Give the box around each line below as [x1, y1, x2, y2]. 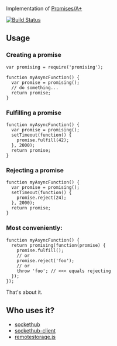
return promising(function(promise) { [11, 242, 106, 248]
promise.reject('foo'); [16, 257, 75, 263]
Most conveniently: [6, 224, 63, 232]
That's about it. [6, 289, 43, 296]
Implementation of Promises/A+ [6, 5, 82, 12]
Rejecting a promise [6, 166, 64, 174]
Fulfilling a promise [6, 108, 61, 117]
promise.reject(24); [16, 195, 67, 201]
